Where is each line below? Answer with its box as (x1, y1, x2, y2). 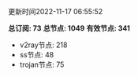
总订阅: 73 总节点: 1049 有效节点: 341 (8, 24, 130, 33)
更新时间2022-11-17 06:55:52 (8, 7, 103, 16)
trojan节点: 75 (19, 60, 65, 69)
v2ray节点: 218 (19, 40, 68, 49)
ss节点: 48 (19, 50, 54, 59)
